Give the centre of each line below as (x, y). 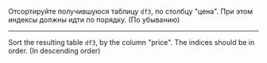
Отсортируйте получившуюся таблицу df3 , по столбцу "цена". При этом (130, 11)
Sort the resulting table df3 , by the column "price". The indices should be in (132, 42)
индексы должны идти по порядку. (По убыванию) (94, 20)
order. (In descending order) (54, 51)
